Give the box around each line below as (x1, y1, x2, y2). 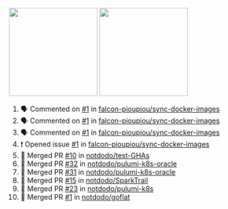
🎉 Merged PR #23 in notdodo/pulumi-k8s (20, 184, 154, 193)
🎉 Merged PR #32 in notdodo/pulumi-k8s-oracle (20, 159, 178, 168)
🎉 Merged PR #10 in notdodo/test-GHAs (20, 151, 150, 160)
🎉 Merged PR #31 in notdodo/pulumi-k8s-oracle (20, 168, 176, 176)
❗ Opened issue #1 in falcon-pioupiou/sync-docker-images (20, 139, 210, 149)
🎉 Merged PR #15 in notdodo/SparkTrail (20, 176, 149, 185)
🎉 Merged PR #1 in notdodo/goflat (20, 193, 131, 201)
